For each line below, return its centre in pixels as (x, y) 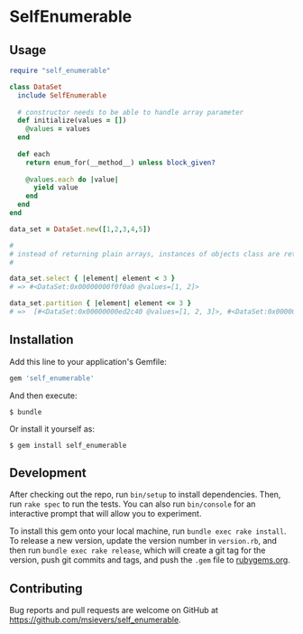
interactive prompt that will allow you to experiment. (106, 514)
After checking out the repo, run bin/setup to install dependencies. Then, (145, 495)
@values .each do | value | (72, 179)
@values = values (58, 129)
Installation (41, 340)
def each (34, 154)
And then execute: (43, 396)
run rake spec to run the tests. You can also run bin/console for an (133, 504)
